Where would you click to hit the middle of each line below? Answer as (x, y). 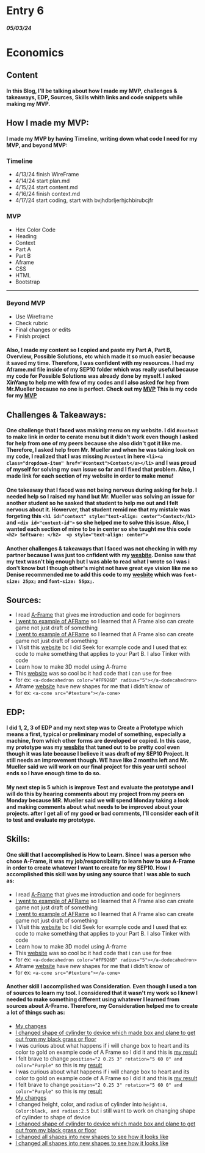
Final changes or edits (43, 329)
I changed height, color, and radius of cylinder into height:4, (92, 1104)
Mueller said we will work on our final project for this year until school (96, 767)
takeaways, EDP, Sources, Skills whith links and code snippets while (95, 97)
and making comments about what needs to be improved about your (95, 806)
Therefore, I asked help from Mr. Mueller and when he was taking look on (101, 450)
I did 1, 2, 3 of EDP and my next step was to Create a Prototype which (95, 728)
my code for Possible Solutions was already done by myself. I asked (94, 376)
